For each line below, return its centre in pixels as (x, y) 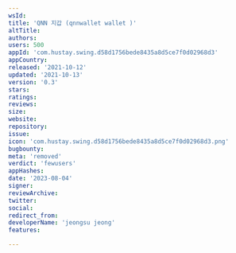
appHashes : (26, 171)
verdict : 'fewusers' (43, 164)
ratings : (23, 97)
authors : (23, 38)
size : (17, 112)
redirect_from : (33, 216)
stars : (19, 90)
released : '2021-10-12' (48, 68)
